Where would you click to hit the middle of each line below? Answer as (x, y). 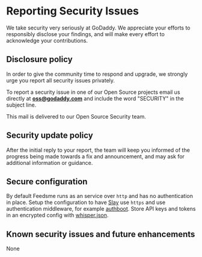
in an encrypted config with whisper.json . (57, 215)
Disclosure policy (40, 59)
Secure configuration (47, 181)
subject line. (21, 105)
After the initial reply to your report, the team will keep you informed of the (98, 150)
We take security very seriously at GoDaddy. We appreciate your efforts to (98, 28)
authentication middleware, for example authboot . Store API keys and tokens (101, 209)
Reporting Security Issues (73, 11)
